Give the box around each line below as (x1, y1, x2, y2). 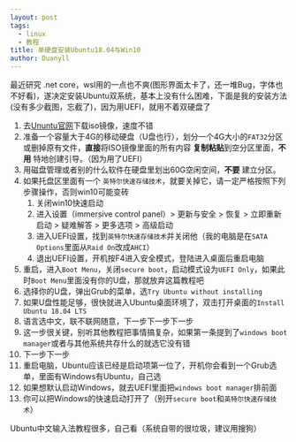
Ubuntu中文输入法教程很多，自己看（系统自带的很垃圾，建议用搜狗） (10, 423, 262, 433)
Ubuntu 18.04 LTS (22, 307, 87, 316)
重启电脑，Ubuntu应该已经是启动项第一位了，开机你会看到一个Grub (22, 360, 269, 370)
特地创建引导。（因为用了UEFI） (33, 154, 148, 164)
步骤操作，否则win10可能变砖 (22, 187, 129, 197)
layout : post (10, 12, 58, 22)
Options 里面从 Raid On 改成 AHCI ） (35, 242, 155, 252)
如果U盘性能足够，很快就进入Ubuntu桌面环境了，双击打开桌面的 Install (22, 297, 285, 308)
